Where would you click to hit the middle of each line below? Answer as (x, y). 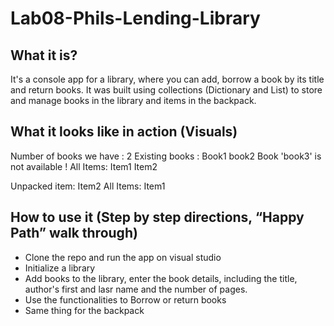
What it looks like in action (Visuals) (124, 132)
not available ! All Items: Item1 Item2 (84, 166)
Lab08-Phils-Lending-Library (135, 18)
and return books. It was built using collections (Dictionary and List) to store (166, 90)
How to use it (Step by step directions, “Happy (157, 217)
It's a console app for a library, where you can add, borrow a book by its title (167, 79)
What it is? (44, 55)
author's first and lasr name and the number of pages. (136, 289)
